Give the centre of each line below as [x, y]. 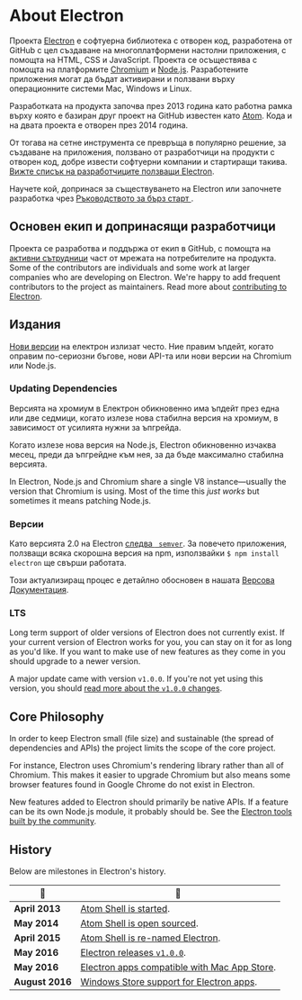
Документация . [39, 590]
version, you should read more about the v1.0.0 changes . [116, 688]
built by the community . [53, 822]
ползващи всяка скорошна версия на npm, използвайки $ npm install [144, 553]
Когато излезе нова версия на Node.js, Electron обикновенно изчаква [143, 445]
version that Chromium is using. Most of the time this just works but [134, 491]
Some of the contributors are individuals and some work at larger [130, 268]
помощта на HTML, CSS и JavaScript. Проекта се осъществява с [133, 59]
